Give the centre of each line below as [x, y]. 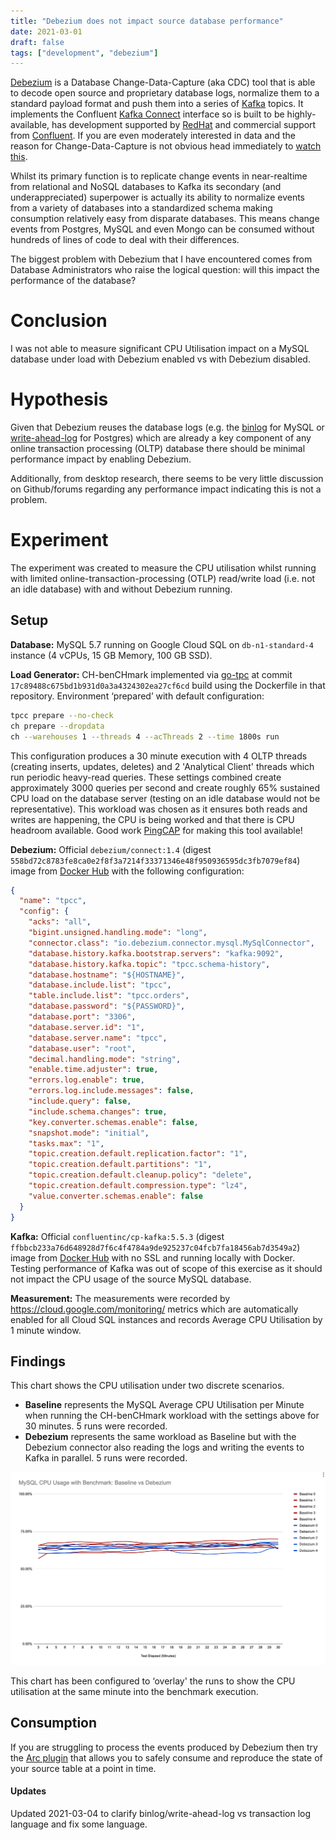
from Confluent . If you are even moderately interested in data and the [153, 136]
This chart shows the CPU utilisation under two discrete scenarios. [147, 1386]
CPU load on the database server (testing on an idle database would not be [165, 798]
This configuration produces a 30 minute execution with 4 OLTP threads [159, 756]
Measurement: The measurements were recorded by [120, 1298]
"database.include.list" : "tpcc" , [100, 985]
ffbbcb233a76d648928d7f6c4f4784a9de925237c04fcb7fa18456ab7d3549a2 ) [155, 1247]
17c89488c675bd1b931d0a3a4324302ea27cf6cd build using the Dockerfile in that [168, 685]
